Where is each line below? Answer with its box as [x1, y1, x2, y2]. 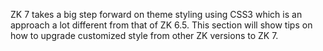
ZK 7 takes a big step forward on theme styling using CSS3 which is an [10, 9, 303, 20]
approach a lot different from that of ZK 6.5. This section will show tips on [10, 19, 313, 31]
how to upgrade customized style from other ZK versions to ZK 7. [10, 30, 279, 41]
